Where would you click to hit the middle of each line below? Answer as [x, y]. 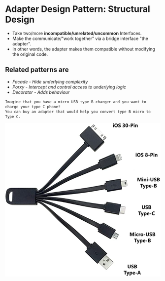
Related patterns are [37, 70]
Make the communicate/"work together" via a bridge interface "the [80, 39]
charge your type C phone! [33, 107]
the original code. [30, 54]
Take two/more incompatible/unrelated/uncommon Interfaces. [77, 33]
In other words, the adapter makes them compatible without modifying [83, 49]
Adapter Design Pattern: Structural [78, 9]
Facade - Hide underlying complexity [50, 81]
